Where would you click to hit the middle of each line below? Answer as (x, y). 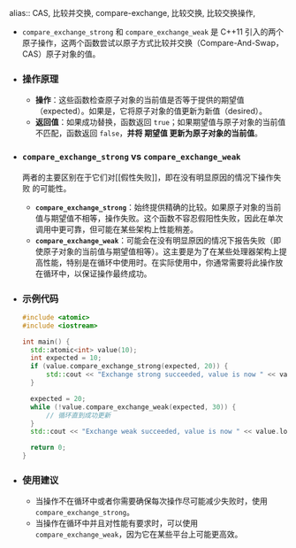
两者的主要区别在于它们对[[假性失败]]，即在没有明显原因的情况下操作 (148, 177)
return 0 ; (48, 448)
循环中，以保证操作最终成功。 (97, 274)
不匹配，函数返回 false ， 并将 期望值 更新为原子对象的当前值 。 (148, 133)
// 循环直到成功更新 (78, 415)
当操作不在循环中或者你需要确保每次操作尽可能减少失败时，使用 (151, 501)
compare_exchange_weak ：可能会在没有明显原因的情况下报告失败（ (154, 240)
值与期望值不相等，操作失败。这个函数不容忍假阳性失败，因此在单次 (159, 218)
